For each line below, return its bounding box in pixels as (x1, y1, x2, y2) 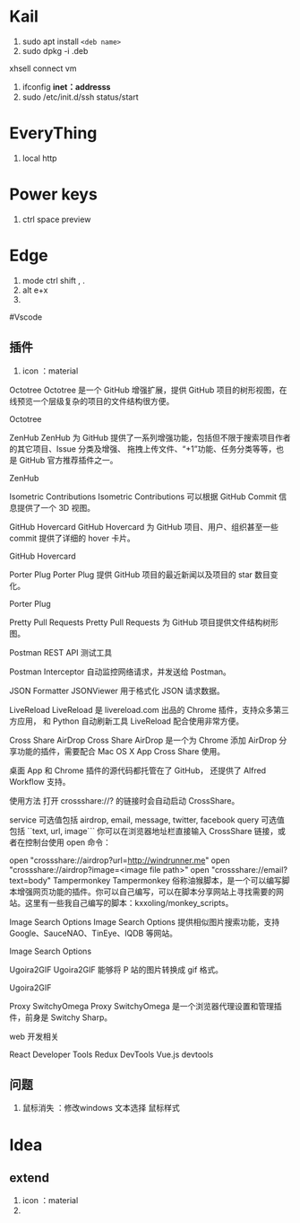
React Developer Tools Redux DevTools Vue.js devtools (9, 1049, 214, 1060)
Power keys (9, 184, 99, 205)
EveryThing (9, 123, 98, 144)
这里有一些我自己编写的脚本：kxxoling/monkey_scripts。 (24, 897, 234, 908)
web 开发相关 (9, 1031, 59, 1042)
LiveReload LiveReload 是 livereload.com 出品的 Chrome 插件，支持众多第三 (9, 704, 289, 715)
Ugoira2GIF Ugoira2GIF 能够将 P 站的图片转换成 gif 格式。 (9, 963, 224, 975)
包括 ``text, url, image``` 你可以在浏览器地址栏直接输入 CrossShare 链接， (9, 825, 279, 836)
